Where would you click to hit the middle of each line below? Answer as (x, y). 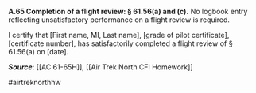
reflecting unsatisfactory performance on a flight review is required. (119, 20)
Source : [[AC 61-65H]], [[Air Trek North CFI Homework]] (101, 67)
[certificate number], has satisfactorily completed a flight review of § (120, 43)
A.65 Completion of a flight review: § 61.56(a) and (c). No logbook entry (128, 11)
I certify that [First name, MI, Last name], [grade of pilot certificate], (119, 35)
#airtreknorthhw (35, 82)
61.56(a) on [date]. (39, 52)
